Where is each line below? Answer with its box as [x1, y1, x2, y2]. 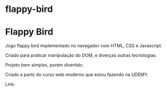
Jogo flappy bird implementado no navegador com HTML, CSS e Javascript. [5, 43, 162, 49]
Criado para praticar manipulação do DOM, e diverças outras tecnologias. [5, 52, 157, 58]
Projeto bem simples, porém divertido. [5, 62, 84, 68]
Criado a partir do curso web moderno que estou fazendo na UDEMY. [5, 72, 149, 78]
